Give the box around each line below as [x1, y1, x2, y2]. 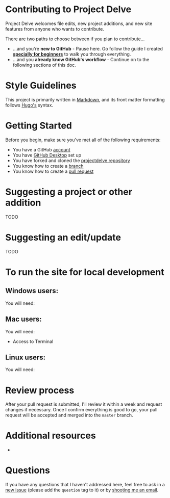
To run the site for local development [5, 266, 164, 278]
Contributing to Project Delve [5, 4, 132, 15]
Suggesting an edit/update [5, 231, 122, 243]
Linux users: [5, 353, 46, 361]
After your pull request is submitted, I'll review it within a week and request [5, 401, 162, 407]
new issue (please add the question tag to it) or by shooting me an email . [5, 487, 159, 493]
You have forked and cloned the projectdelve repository [12, 157, 130, 164]
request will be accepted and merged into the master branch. [5, 412, 134, 418]
